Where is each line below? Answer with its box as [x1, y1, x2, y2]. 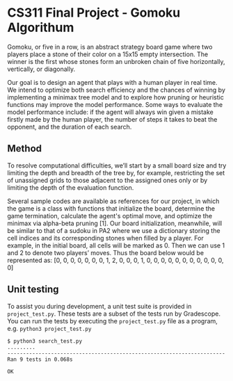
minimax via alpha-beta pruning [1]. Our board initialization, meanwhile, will [7, 219, 223, 227]
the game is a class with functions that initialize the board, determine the [7, 204, 216, 213]
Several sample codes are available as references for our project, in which [7, 197, 220, 205]
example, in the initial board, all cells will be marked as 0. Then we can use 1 [7, 241, 225, 250]
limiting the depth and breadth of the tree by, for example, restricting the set [7, 168, 225, 177]
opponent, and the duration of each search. [7, 122, 132, 131]
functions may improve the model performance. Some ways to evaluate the [7, 100, 223, 108]
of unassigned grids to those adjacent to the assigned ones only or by [7, 176, 208, 184]
